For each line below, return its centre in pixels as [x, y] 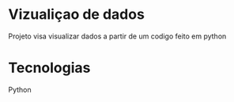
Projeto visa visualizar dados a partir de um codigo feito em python [117, 36]
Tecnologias [49, 68]
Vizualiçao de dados [76, 15]
